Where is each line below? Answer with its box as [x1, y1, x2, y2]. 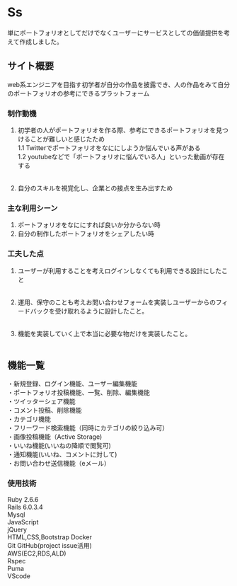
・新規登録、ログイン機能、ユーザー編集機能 [7, 379, 138, 388]
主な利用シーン [7, 203, 58, 213]
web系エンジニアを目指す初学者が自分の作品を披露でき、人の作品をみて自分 [7, 80, 230, 88]
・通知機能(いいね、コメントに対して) [7, 450, 117, 459]
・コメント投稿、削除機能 [7, 406, 82, 415]
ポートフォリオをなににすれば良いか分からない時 [17, 221, 161, 229]
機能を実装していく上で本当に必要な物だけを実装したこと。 [17, 329, 192, 338]
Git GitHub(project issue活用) [7, 541, 92, 549]
